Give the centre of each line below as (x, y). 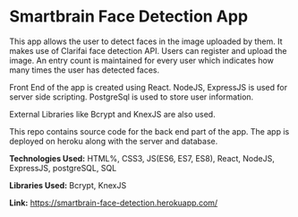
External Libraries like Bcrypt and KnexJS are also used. (113, 114)
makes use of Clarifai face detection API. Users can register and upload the (148, 50)
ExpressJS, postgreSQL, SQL (63, 168)
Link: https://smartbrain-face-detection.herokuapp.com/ (114, 203)
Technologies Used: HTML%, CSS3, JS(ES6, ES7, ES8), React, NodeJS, (142, 158)
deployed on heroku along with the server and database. (114, 141)
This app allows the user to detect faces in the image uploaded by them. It (146, 41)
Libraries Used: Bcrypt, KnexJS (68, 185)
